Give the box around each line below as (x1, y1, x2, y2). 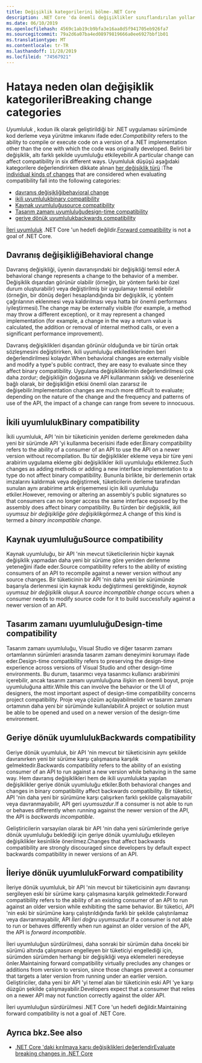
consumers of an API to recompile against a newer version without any (6, 569, 182, 577)
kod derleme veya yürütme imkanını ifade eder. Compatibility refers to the (6, 132, 188, 139)
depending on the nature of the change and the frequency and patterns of (6, 393, 191, 401)
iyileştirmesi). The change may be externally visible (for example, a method (6, 305, 191, 312)
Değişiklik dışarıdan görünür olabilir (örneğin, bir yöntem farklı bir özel (6, 279, 180, 286)
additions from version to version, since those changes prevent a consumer (6, 966, 194, 974)
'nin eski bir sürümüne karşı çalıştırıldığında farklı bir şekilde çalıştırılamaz (6, 910, 189, 917)
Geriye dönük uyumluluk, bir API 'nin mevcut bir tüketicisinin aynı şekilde (6, 749, 187, 756)
